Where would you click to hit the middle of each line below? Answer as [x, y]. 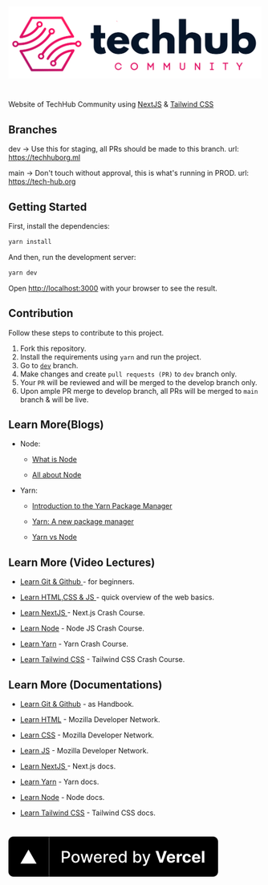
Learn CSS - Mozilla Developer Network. [87, 735]
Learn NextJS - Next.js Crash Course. [83, 613]
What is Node [55, 460]
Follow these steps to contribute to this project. [86, 333]
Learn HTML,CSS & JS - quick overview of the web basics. [117, 597]
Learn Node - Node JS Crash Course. [82, 628]
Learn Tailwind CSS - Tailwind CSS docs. [88, 813]
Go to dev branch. [49, 365]
